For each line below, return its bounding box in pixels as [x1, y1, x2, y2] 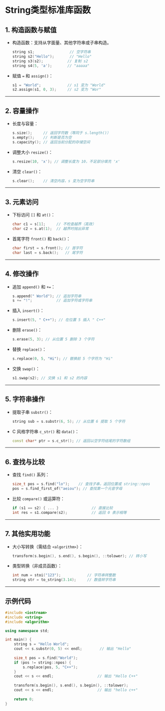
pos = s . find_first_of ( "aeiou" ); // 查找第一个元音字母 [12, 486, 123, 491]
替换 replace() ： [12, 346, 47, 352]
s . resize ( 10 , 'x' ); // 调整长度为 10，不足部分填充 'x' [12, 159, 120, 164]
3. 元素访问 [5, 198, 39, 206]
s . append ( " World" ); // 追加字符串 [12, 294, 82, 299]
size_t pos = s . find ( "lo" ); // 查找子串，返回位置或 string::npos [12, 481, 151, 487]
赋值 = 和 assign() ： [12, 72, 54, 79]
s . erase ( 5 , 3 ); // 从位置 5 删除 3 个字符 [12, 337, 95, 342]
